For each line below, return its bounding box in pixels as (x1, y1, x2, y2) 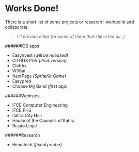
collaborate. (5, 24, 29, 30)
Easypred (12, 78, 31, 84)
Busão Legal (12, 122, 37, 129)
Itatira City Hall (12, 112, 42, 118)
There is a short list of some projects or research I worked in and (5, 19, 134, 25)
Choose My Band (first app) (12, 83, 68, 89)
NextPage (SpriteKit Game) (12, 73, 67, 79)
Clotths (12, 63, 27, 68)
